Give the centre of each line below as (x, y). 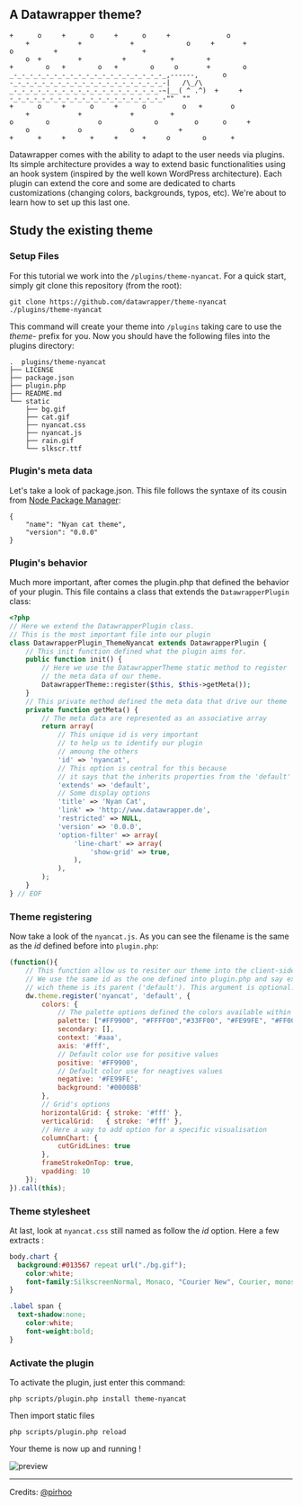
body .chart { (34, 1256)
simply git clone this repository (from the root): (96, 285)
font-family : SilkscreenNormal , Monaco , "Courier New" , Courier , (148, 1282)
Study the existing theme (81, 231)
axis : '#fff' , (84, 1046)
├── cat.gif (48, 417)
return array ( (68, 726)
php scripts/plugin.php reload (68, 1432)
